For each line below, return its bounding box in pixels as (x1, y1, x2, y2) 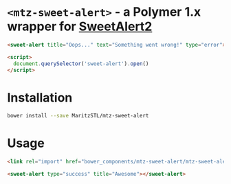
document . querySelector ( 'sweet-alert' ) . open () (13, 60, 149, 67)
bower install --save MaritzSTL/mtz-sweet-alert (7, 113, 149, 119)
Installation (7, 90, 73, 105)
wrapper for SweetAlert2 (7, 19, 153, 34)
